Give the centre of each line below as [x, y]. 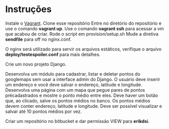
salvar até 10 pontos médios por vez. [44, 111]
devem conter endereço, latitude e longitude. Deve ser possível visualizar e [84, 106]
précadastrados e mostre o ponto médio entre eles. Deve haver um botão [82, 95]
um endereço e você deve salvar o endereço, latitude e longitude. [74, 85]
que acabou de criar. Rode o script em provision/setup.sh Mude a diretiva [82, 34]
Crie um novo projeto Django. [36, 64]
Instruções [29, 9]
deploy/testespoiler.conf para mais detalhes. [53, 54]
